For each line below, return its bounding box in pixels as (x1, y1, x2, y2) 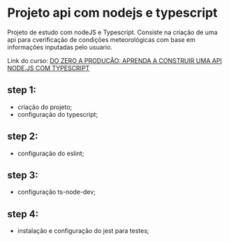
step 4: (7, 208, 39, 220)
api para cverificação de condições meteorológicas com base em (7, 35, 195, 43)
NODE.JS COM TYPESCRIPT (7, 64, 90, 72)
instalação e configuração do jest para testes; (17, 227, 149, 235)
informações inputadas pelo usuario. (7, 43, 113, 51)
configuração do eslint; (17, 149, 84, 157)
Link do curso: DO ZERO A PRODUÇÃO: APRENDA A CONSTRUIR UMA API (7, 56, 222, 64)
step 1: (7, 84, 37, 96)
